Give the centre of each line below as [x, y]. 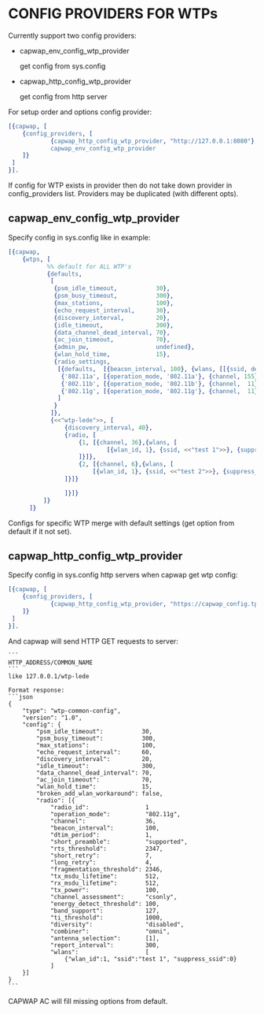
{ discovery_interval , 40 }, [108, 427]
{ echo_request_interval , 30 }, [112, 310]
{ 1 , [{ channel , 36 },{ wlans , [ [128, 442]
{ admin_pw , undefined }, [124, 347]
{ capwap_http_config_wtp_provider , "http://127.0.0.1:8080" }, [154, 141]
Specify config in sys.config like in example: [79, 237]
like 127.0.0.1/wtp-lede [49, 676]
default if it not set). [40, 531]
